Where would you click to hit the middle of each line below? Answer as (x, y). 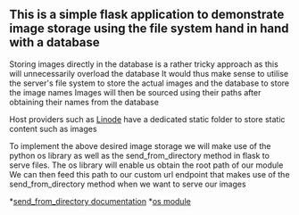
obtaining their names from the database (84, 102)
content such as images (53, 128)
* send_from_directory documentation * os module (100, 201)
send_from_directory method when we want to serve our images (128, 184)
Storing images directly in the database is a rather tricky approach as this (144, 64)
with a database (54, 42)
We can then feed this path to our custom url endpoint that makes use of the (149, 174)
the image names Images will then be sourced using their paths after (135, 92)
